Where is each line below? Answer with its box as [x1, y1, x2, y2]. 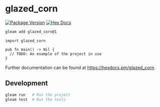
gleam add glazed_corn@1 [5, 29, 57, 34]
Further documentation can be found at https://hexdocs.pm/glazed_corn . [5, 64, 156, 70]
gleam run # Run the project [5, 92, 70, 97]
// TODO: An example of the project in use [9, 51, 101, 56]
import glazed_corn [5, 38, 46, 43]
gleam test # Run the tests [5, 97, 66, 102]
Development [5, 79, 48, 87]
